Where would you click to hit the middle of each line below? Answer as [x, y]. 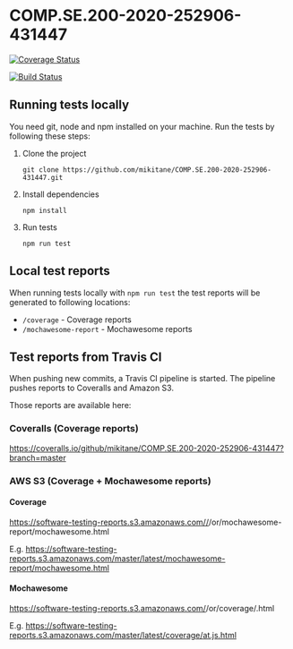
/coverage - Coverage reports [77, 320]
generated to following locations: [70, 302]
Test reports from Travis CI [86, 357]
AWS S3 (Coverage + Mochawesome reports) [111, 481]
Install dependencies [61, 194]
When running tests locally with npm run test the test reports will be [135, 293]
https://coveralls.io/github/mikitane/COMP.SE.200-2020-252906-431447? [146, 448]
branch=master [38, 457]
